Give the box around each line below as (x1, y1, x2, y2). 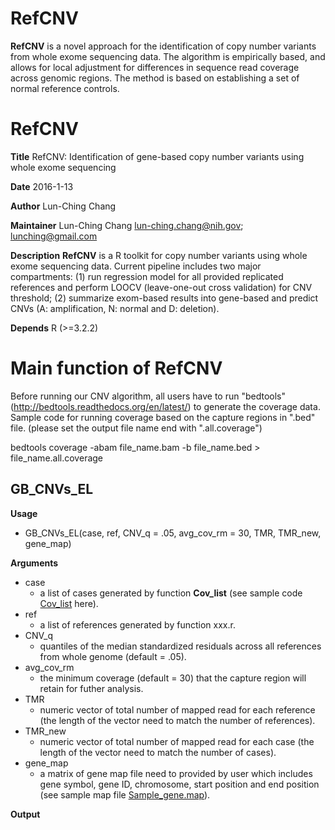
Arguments (10, 557, 59, 569)
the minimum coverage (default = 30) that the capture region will (39, 672, 307, 684)
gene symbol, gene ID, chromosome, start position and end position (39, 778, 320, 790)
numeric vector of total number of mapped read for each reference (39, 703, 316, 716)
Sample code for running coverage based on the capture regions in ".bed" (10, 411, 316, 423)
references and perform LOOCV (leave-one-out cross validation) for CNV (10, 281, 313, 293)
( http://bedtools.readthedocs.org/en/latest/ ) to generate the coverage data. (10, 400, 321, 412)
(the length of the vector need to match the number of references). (39, 714, 316, 726)
